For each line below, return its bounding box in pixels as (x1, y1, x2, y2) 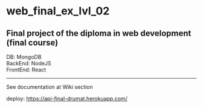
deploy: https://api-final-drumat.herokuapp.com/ (6, 95, 128, 102)
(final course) (6, 37, 59, 47)
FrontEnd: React (6, 66, 47, 73)
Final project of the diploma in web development (6, 28, 192, 38)
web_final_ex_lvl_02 (6, 4, 110, 18)
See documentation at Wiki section (6, 83, 94, 91)
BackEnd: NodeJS (6, 60, 51, 67)
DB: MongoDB (6, 53, 42, 61)
